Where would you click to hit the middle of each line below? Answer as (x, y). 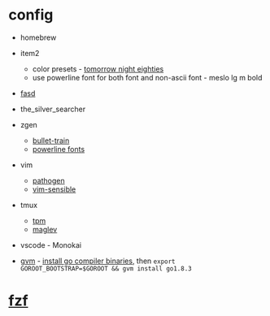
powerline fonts (59, 149)
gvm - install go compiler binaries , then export (98, 261)
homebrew (38, 37)
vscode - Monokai (51, 245)
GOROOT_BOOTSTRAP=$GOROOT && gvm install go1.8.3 (106, 268)
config (31, 15)
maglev (45, 229)
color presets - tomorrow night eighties (98, 69)
